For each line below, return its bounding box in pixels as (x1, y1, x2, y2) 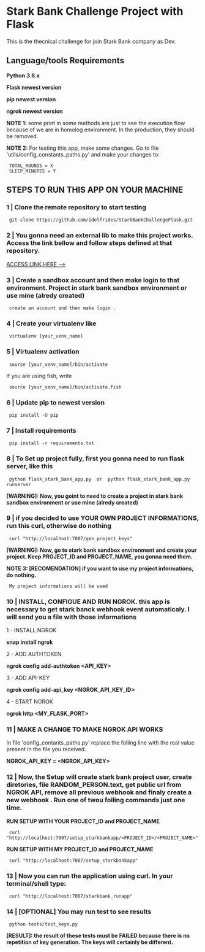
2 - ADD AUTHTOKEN (6, 651, 62, 658)
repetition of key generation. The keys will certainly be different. (6, 938, 173, 946)
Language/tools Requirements (6, 55, 124, 66)
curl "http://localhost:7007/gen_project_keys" (9, 535, 133, 541)
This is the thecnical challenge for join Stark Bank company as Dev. (6, 37, 176, 45)
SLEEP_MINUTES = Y (9, 168, 56, 174)
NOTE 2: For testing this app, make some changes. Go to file (6, 144, 159, 152)
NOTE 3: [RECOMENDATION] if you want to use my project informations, (6, 565, 194, 572)
